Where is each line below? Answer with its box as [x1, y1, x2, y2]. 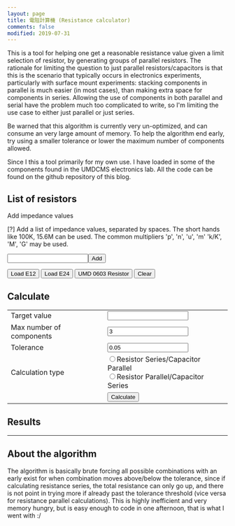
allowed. [7, 144, 31, 152]
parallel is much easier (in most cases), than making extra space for [7, 86, 203, 94]
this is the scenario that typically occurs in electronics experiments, [7, 71, 201, 80]
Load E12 [10, 270, 36, 278]
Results [7, 416, 41, 428]
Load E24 [44, 270, 70, 278]
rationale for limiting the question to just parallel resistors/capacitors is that [7, 64, 223, 72]
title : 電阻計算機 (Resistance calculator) [7, 17, 131, 24]
